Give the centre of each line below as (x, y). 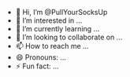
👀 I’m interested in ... (49, 20)
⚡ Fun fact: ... (37, 66)
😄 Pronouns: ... (41, 57)
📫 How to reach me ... (52, 46)
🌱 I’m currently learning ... (58, 29)
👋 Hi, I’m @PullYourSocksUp (61, 12)
